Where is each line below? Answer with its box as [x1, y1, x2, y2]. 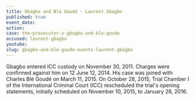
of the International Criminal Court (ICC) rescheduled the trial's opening [6, 82, 180, 89]
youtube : [6, 42, 28, 48]
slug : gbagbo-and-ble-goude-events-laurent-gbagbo [6, 47, 133, 53]
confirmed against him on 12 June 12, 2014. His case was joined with [6, 69, 173, 76]
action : [6, 25, 25, 31]
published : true [6, 14, 46, 20]
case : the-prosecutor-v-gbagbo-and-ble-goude [6, 31, 120, 36]
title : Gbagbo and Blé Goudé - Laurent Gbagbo [6, 8, 123, 15]
